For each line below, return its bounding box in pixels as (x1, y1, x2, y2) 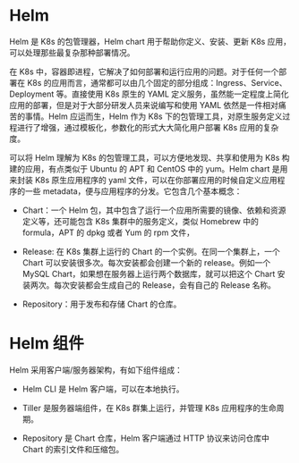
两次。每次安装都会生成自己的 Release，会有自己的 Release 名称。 (30, 279, 276, 290)
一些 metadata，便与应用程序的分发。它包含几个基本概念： (24, 185, 243, 197)
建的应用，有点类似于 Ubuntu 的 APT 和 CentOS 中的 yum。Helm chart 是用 (9, 163, 288, 174)
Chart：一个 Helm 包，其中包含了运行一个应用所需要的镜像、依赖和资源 (21, 205, 286, 215)
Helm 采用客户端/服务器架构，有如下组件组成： (9, 364, 184, 375)
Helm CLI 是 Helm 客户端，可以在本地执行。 (21, 383, 184, 394)
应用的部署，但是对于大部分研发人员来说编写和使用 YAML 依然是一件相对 (9, 99, 279, 110)
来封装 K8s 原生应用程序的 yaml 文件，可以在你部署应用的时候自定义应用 (9, 174, 278, 185)
